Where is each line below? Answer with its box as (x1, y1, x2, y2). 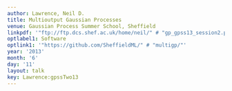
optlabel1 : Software (7, 36, 67, 42)
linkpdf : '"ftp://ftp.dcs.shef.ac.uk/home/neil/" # (7, 29, 159, 36)
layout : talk (7, 67, 45, 74)
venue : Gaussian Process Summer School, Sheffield (7, 23, 156, 29)
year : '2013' (7, 49, 45, 55)
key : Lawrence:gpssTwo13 (7, 73, 79, 81)
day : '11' (7, 61, 36, 68)
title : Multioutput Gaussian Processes (7, 16, 122, 23)
